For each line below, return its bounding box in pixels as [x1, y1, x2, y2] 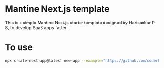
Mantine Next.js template [5, 3, 110, 15]
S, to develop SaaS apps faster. [5, 24, 68, 30]
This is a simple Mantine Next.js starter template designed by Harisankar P [5, 20, 155, 25]
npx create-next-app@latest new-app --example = [5, 58, 104, 63]
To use [5, 42, 33, 53]
